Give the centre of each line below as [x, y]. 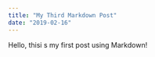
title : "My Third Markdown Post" [63, 15]
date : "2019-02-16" [40, 23]
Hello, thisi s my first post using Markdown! [78, 45]
